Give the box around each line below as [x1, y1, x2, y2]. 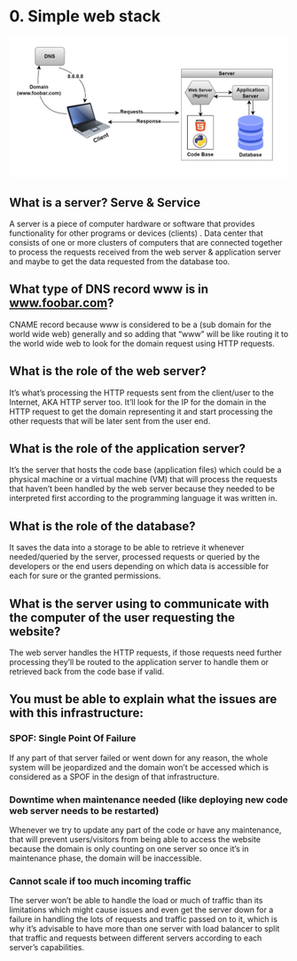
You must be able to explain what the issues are [9, 691, 277, 707]
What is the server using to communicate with [9, 596, 270, 611]
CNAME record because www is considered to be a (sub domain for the [9, 319, 272, 330]
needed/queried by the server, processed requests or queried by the [9, 551, 260, 562]
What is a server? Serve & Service [9, 195, 201, 210]
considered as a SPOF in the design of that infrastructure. [9, 771, 220, 782]
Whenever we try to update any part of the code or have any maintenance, [9, 824, 282, 835]
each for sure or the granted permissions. [9, 570, 161, 582]
